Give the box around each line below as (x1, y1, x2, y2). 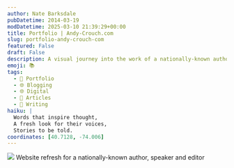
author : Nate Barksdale (7, 10, 77, 17)
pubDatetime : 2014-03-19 (7, 17, 79, 24)
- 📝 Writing (13, 101, 49, 108)
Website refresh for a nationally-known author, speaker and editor (15, 153, 205, 162)
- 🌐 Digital (13, 88, 49, 95)
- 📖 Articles (13, 95, 52, 102)
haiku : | (7, 107, 33, 114)
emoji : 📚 (7, 62, 35, 69)
